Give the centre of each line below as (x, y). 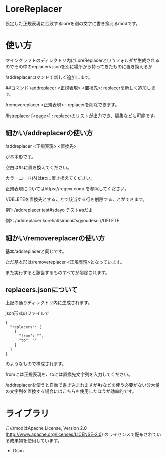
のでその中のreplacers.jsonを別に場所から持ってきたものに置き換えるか (79, 66)
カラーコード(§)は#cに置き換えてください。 (50, 178)
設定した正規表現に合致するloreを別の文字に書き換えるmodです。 (73, 23)
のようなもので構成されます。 (36, 364)
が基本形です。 (21, 157)
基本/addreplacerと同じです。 (36, 251)
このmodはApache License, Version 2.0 (46, 428)
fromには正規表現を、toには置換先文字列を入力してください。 (69, 374)
